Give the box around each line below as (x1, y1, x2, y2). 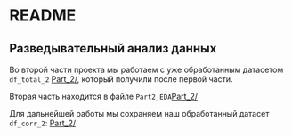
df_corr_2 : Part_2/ (9, 117, 77, 128)
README (9, 5, 77, 26)
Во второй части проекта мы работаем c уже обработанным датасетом (9, 64, 284, 75)
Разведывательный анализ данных (9, 41, 217, 56)
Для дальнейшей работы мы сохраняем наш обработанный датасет (9, 109, 270, 118)
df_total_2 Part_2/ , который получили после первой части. (9, 74, 233, 85)
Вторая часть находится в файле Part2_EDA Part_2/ (9, 91, 199, 101)
